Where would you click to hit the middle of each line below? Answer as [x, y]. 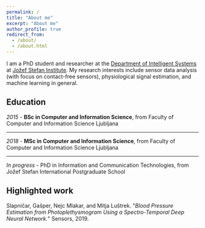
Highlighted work [40, 191]
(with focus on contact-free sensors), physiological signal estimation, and [99, 76]
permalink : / [23, 12]
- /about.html [30, 46]
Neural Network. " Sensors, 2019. [48, 218]
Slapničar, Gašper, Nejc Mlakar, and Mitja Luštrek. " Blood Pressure [90, 205]
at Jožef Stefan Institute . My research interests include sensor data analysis [102, 70]
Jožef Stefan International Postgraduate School [66, 171]
